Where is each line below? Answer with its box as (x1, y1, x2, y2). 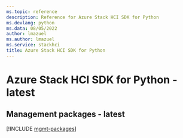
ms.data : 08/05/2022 (6, 25, 58, 32)
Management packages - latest (6, 109, 126, 120)
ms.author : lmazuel (6, 36, 55, 42)
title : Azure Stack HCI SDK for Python (6, 48, 106, 54)
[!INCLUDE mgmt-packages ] (6, 125, 77, 132)
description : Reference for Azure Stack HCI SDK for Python (6, 14, 160, 20)
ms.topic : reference (6, 8, 58, 15)
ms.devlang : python (6, 20, 55, 26)
